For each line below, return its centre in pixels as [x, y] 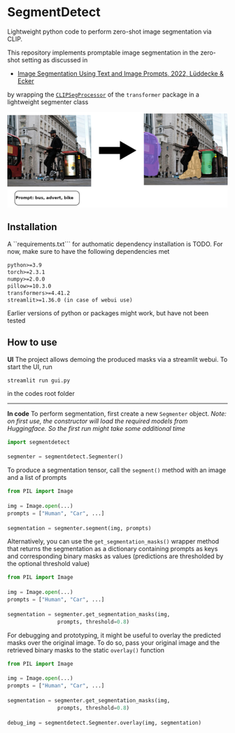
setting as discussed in [55, 59]
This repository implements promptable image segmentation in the [103, 52]
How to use [32, 342]
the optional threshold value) [49, 564]
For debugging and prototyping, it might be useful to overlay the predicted [114, 635]
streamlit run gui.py [39, 380]
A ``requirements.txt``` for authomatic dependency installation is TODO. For [115, 244]
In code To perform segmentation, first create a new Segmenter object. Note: [117, 413]
